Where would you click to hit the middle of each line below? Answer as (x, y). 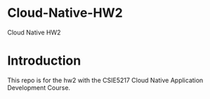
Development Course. (39, 87)
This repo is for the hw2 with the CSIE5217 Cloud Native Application (105, 80)
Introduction (44, 61)
